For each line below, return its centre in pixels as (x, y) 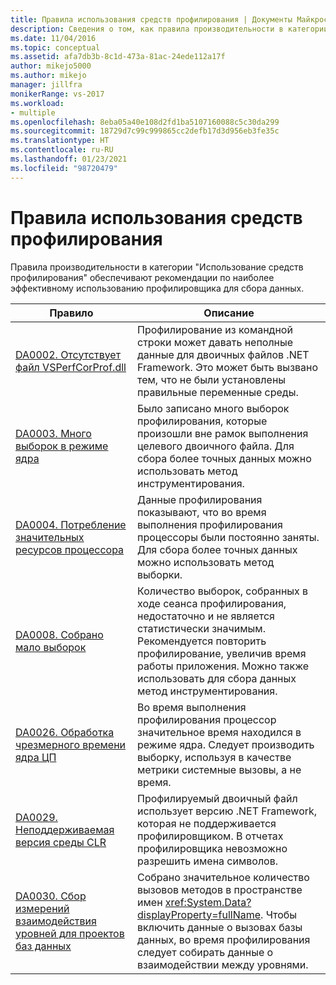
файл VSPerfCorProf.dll (71, 367)
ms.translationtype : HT (60, 141)
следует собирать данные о (205, 952)
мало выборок (51, 647)
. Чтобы (279, 914)
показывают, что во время (202, 512)
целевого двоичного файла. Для (216, 446)
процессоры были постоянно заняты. (228, 537)
